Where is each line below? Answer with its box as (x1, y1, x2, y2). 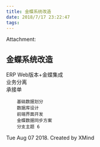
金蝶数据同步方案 (17, 117, 52, 124)
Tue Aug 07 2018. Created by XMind (6, 134, 95, 142)
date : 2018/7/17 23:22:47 (6, 14, 70, 20)
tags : (6, 19, 20, 25)
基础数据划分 (17, 99, 43, 105)
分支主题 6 (17, 124, 40, 130)
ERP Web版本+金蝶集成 (6, 71, 63, 79)
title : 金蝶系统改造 (6, 8, 51, 15)
